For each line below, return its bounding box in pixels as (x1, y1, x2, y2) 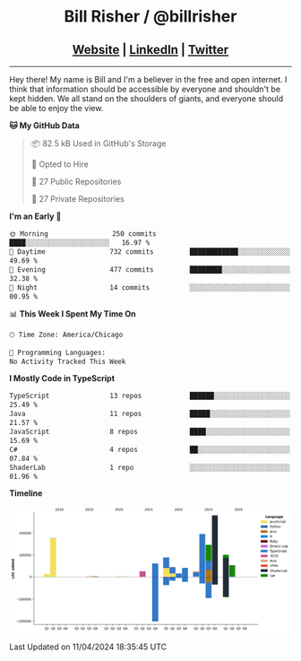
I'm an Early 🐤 (9, 211, 62, 222)
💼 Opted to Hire (30, 159, 90, 170)
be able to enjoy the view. (9, 103, 104, 113)
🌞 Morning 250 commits (9, 230, 157, 239)
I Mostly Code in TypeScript (9, 373, 115, 383)
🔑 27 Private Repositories (30, 194, 125, 204)
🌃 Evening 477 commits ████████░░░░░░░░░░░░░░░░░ (9, 265, 291, 274)
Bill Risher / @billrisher (64, 6, 237, 27)
